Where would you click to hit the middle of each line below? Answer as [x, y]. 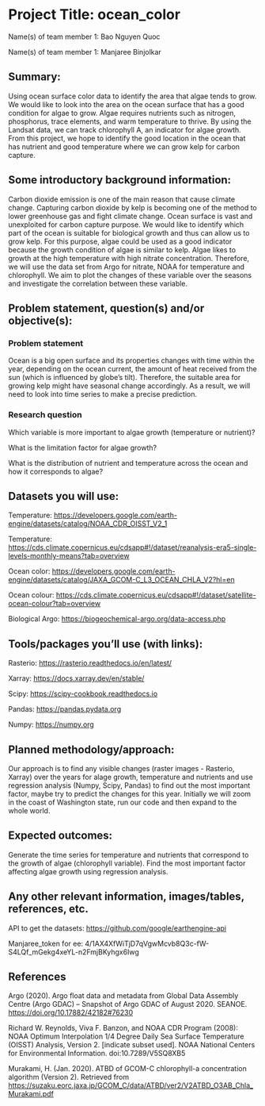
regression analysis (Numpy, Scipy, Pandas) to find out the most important [129, 785]
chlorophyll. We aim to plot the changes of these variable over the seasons [130, 275]
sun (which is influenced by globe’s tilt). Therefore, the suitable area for [125, 378]
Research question [45, 415]
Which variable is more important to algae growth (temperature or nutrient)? [132, 432]
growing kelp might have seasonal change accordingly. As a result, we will [129, 386]
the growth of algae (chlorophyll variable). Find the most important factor [127, 863]
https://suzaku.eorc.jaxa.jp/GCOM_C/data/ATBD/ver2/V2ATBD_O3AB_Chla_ [131, 1085]
